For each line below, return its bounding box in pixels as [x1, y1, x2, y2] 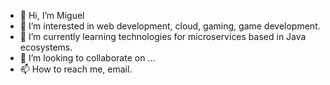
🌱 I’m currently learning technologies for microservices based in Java [19, 31, 307, 42]
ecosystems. [19, 41, 73, 53]
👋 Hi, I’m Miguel [19, 10, 85, 21]
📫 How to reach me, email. [19, 63, 133, 75]
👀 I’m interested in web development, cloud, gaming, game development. [19, 20, 321, 32]
